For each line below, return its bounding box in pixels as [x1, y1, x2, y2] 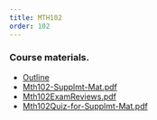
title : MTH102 [9, 13, 63, 23]
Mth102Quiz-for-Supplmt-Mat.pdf [22, 100, 149, 111]
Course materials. [9, 51, 90, 64]
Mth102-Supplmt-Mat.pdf [22, 81, 117, 92]
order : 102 [9, 22, 51, 31]
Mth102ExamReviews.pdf [22, 91, 117, 102]
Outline [22, 71, 50, 82]
